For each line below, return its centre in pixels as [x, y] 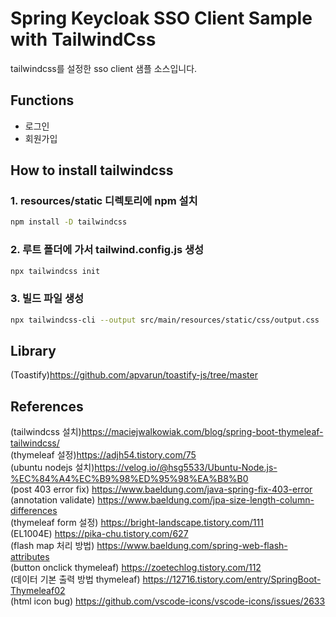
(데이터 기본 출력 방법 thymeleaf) [75, 579]
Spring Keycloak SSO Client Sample [161, 18]
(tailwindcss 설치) [46, 432]
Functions [42, 100]
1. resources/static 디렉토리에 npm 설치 [104, 201]
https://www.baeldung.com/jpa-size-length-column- [206, 500]
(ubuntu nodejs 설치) [52, 468]
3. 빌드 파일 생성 [47, 299]
